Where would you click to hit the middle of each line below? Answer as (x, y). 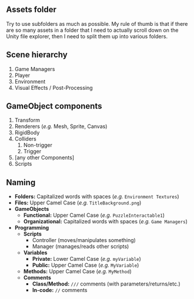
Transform (27, 120)
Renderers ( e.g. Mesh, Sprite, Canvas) (61, 126)
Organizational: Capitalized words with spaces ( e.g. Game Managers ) (106, 221)
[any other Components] (44, 157)
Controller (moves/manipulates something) (84, 240)
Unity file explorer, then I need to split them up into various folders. (87, 36)
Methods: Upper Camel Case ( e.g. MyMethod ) (78, 271)
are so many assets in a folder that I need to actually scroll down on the (92, 30)
